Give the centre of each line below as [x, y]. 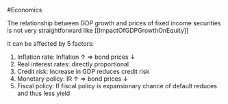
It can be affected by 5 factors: [51, 43]
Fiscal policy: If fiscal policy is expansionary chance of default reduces [117, 86]
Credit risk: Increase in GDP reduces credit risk [83, 71]
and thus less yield [43, 93]
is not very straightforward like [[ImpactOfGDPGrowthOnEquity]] [98, 30]
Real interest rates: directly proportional [73, 64]
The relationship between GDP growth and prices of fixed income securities [114, 23]
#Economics [25, 10]
